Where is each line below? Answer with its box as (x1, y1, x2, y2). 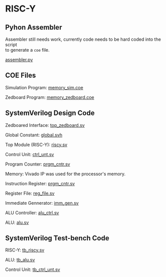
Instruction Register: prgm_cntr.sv (5, 180, 75, 186)
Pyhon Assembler (5, 23, 62, 32)
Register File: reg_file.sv (5, 190, 55, 196)
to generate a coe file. (5, 47, 50, 53)
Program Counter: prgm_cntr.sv (5, 161, 70, 167)
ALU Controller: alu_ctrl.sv (5, 209, 59, 216)
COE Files (5, 71, 36, 80)
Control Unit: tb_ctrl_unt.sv (5, 266, 60, 272)
